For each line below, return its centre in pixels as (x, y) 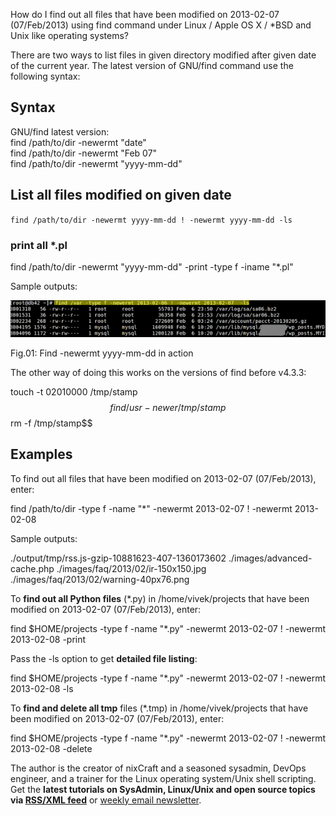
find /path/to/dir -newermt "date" (78, 142)
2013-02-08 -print (48, 639)
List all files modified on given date (121, 195)
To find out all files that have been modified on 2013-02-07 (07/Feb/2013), (163, 478)
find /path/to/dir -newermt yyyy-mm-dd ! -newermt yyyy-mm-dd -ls (151, 220)
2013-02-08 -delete (51, 748)
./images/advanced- (270, 558)
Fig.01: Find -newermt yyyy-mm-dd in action (102, 353)
